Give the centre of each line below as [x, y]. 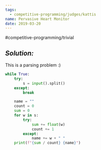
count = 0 [24, 106]
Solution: [19, 53]
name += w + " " [48, 138]
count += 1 [43, 129]
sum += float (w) [48, 124]
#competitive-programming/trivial [40, 38]
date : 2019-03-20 [23, 24]
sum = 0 [22, 111]
